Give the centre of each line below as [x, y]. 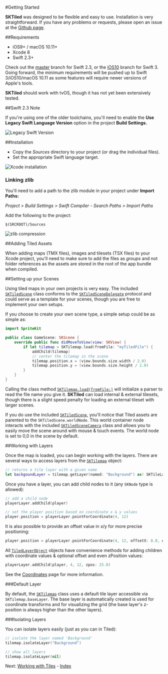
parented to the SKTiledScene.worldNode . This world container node [74, 420]
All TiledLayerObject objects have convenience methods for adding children [84, 550]
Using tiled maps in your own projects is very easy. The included [72, 288]
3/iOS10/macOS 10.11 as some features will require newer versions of [76, 78]
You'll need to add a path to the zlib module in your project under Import [80, 191]
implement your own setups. [34, 304]
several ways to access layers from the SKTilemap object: [64, 460]
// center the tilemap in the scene [70, 356]
